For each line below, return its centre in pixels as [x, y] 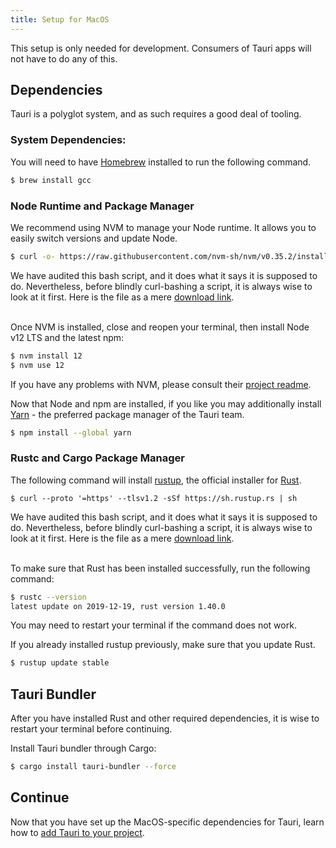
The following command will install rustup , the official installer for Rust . [156, 480]
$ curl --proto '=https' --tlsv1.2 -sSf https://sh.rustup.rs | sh [154, 498]
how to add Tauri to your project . [77, 832]
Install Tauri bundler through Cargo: [83, 748]
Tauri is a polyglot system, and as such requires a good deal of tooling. [156, 114]
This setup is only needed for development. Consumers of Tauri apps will [161, 48]
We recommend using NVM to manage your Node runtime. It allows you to [163, 227]
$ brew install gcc [51, 180]
